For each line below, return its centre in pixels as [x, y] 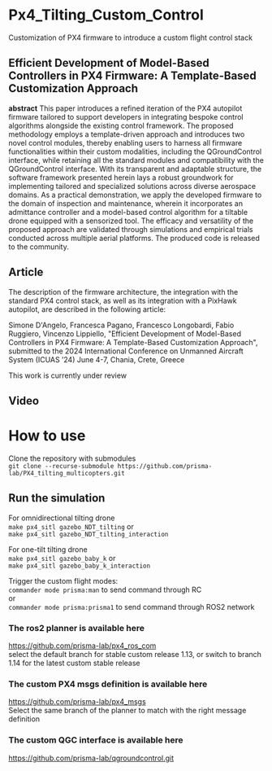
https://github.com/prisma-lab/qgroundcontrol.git [91, 758]
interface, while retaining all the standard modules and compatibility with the [136, 160]
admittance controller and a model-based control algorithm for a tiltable [128, 212]
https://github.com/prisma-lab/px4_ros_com [82, 646]
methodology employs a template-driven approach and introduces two [127, 134]
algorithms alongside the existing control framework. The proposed [121, 125]
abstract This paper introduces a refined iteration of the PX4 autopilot [125, 108]
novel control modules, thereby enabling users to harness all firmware [125, 142]
